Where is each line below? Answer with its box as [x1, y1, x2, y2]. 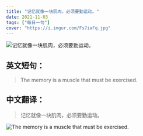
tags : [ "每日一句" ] [6, 19, 50, 25]
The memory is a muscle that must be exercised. [20, 77, 138, 84]
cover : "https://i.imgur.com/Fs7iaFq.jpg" [6, 25, 111, 31]
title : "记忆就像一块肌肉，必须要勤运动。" [6, 8, 99, 15]
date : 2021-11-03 [6, 14, 48, 20]
